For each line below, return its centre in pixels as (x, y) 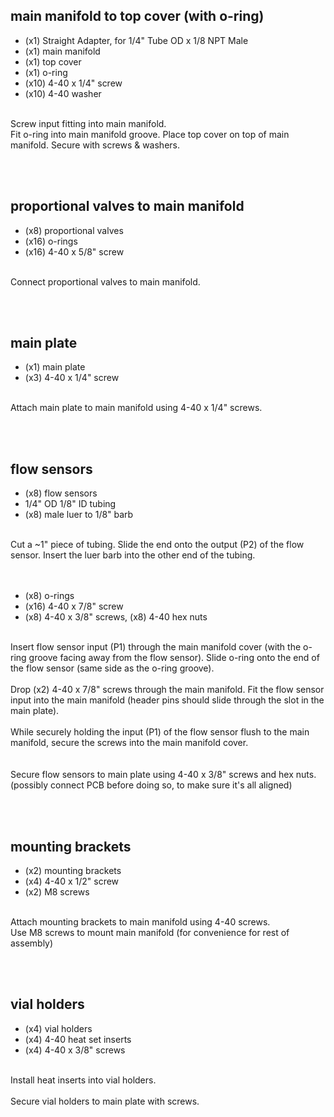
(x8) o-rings (49, 596)
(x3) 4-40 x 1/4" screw (72, 378)
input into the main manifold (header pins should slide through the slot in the (167, 700)
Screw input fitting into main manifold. (88, 123)
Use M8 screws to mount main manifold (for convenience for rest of (150, 933)
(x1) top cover (53, 61)
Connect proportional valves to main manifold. (105, 281)
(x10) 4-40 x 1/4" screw (73, 83)
